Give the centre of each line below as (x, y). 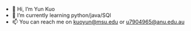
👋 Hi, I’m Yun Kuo (33, 9)
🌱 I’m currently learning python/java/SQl (61, 15)
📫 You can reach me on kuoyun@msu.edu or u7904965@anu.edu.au (98, 22)
